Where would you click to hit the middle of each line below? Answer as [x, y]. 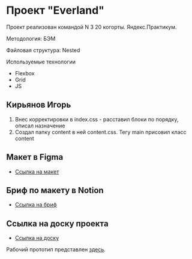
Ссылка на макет [37, 172]
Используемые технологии [41, 62]
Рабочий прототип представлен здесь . [56, 249]
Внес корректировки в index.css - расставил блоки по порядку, [97, 119]
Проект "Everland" [55, 10]
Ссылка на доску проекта [58, 223]
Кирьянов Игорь [39, 105]
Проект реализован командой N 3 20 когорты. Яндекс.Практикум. [91, 27]
